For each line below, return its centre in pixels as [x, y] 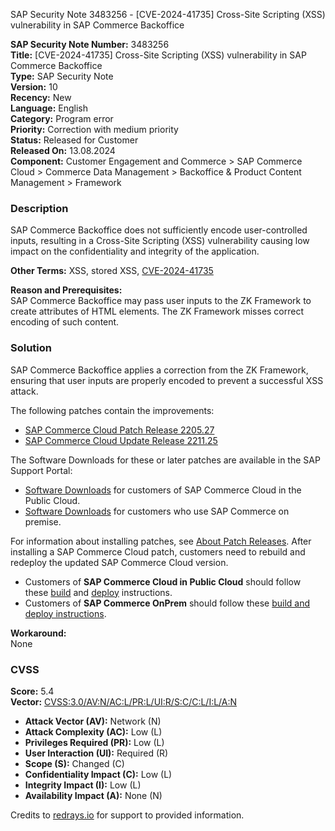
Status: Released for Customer [74, 140]
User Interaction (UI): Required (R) [96, 753]
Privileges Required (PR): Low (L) [94, 742]
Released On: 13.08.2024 [63, 150]
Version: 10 [34, 87]
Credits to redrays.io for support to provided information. [127, 815]
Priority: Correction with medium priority [94, 129]
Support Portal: [41, 470]
